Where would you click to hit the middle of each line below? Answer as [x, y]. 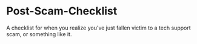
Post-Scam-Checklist [62, 11]
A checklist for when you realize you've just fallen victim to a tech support [98, 28]
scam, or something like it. [39, 34]
